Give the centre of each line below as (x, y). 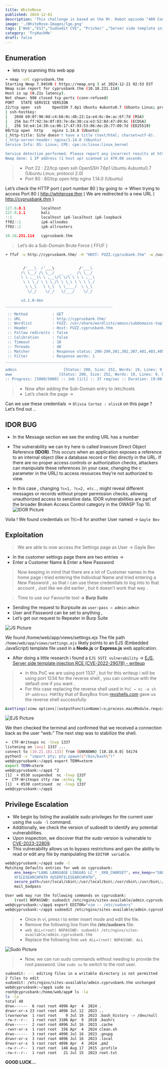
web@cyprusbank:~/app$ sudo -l (38, 863)
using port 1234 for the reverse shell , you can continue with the (90, 678)
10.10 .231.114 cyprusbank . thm (39, 236)
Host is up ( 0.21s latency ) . (35, 93)
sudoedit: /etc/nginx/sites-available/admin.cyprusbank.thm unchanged (80, 983)
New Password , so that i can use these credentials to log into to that (88, 583)
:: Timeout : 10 (34, 342)
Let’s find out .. (20, 409)
